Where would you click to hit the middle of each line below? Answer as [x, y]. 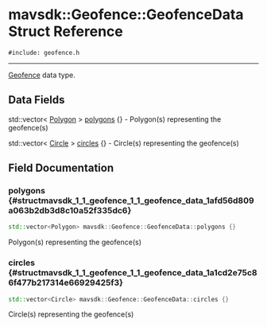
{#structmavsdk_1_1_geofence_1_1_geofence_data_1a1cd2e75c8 [133, 273]
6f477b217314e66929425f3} [66, 282]
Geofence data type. [42, 75]
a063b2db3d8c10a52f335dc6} [70, 211]
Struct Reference [66, 31]
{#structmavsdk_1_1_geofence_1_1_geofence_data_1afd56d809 [131, 200]
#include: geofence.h [44, 53]
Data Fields [37, 100]
